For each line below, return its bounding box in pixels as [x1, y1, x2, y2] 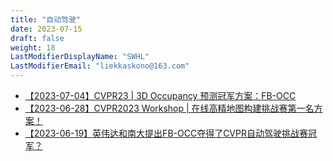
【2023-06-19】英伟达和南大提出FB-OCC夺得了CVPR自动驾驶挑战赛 [24, 127, 308, 139]
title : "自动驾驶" [10, 14, 82, 25]
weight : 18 [10, 42, 56, 53]
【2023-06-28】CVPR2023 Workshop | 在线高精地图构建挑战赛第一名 [24, 102, 315, 114]
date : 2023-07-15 [10, 24, 83, 34]
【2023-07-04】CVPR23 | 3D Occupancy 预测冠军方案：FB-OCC [24, 90, 297, 101]
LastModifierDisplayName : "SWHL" [10, 52, 150, 62]
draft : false [10, 33, 65, 43]
